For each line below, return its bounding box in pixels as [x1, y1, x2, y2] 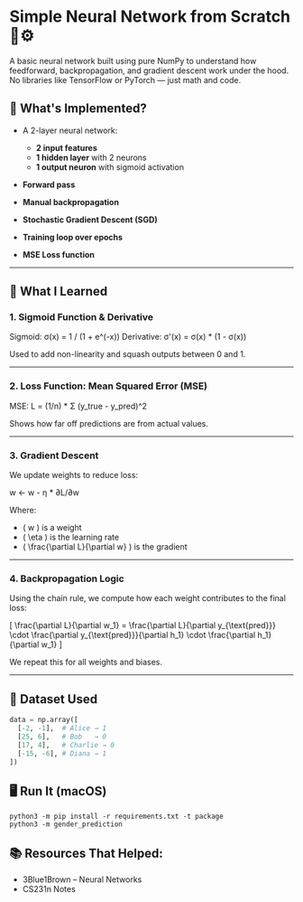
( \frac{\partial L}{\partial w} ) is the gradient [22, 541, 188, 552]
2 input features [35, 142, 97, 153]
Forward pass [22, 179, 76, 190]
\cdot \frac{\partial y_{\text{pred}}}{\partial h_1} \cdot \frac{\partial [9, 630, 256, 641]
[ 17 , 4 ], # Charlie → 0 [17, 740, 115, 749]
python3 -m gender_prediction [9, 820, 124, 829]
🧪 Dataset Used [9, 691, 97, 707]
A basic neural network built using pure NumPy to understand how [9, 55, 257, 66]
